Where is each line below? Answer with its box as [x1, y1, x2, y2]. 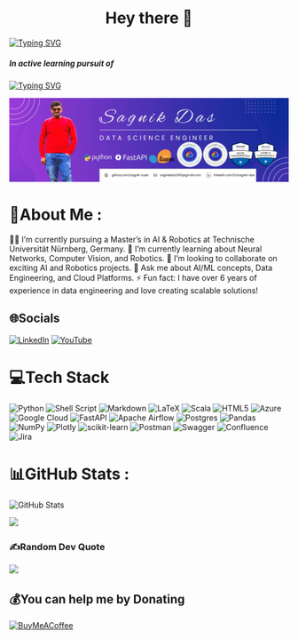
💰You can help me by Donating [9, 592, 185, 607]
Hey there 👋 [105, 8, 193, 28]
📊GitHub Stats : [9, 464, 130, 483]
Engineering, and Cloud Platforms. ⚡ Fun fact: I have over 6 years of [9, 272, 257, 283]
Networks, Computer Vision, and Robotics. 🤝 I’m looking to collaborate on [9, 252, 278, 263]
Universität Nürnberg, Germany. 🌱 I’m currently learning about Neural [9, 244, 263, 254]
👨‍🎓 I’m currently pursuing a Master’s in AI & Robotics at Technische [9, 234, 255, 244]
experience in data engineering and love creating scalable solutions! [9, 284, 259, 296]
